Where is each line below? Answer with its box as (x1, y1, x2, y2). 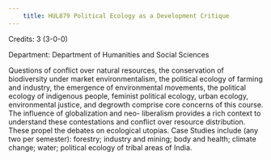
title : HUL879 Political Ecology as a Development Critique (23, 11, 230, 20)
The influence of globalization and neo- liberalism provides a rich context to (8, 108, 261, 118)
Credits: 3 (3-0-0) (8, 34, 69, 44)
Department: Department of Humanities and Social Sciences (8, 49, 210, 59)
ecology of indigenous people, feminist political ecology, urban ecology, (8, 91, 249, 101)
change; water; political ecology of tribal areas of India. (8, 142, 193, 152)
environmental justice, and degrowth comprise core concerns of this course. (8, 99, 264, 109)
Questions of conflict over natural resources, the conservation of (8, 65, 224, 75)
